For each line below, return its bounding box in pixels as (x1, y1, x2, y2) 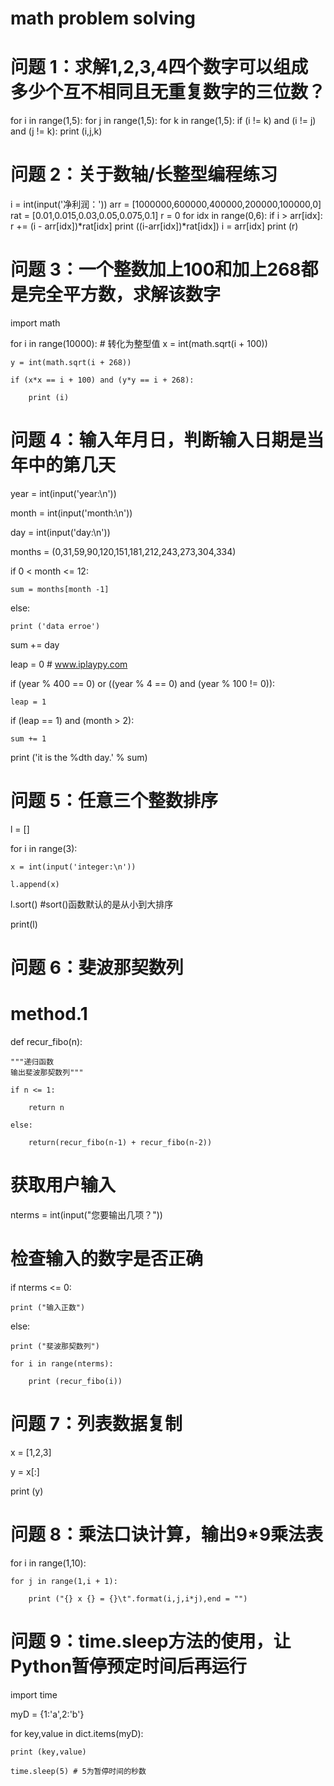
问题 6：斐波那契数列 (10, 957, 184, 979)
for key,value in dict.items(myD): (10, 1727, 144, 1739)
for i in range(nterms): (10, 1358, 114, 1369)
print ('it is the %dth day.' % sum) (10, 751, 148, 763)
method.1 (10, 1003, 88, 1026)
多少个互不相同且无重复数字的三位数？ (10, 81, 327, 104)
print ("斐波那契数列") (10, 1341, 100, 1351)
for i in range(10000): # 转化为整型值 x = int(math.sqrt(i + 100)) (10, 338, 268, 349)
